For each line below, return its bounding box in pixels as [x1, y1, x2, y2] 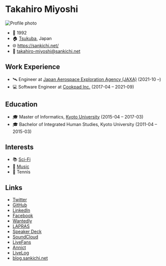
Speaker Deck [12, 228, 42, 234]
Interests [5, 142, 34, 151]
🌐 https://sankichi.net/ [12, 42, 59, 48]
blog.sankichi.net [12, 255, 48, 261]
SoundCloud [12, 234, 38, 240]
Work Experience [5, 62, 60, 71]
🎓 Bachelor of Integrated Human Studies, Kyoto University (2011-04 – [12, 121, 157, 127]
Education [5, 100, 38, 108]
